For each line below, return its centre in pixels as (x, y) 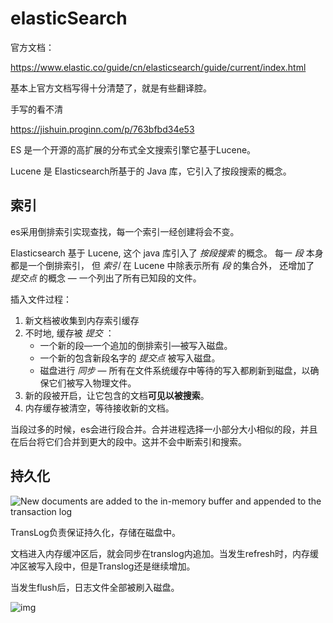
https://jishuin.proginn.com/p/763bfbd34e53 (102, 129)
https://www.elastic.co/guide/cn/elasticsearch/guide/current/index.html (158, 67)
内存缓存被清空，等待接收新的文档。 (99, 408)
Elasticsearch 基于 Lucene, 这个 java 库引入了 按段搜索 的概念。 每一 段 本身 (167, 253)
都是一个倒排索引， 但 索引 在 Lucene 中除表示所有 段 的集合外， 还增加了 (162, 265)
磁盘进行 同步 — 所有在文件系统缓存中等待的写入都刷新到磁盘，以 (175, 370)
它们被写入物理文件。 (92, 383)
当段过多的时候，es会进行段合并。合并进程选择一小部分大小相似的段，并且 (164, 429)
